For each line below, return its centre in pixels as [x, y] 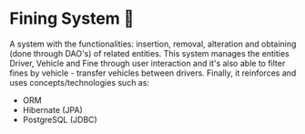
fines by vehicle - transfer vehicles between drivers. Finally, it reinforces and [153, 73]
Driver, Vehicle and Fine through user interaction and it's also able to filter [147, 63]
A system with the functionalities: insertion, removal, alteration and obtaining [153, 44]
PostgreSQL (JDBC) [60, 119]
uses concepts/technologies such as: [80, 82]
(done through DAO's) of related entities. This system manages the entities [149, 53]
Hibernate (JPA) [53, 109]
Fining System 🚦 [72, 19]
